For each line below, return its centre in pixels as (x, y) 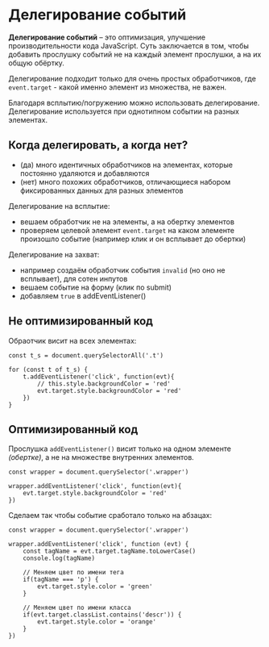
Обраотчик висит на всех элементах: (72, 340)
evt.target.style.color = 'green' (95, 586)
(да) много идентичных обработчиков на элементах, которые (126, 165)
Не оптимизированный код (81, 321)
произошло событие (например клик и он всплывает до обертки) (133, 239)
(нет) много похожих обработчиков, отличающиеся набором (125, 182)
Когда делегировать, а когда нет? (98, 146)
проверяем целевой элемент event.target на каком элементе (127, 230)
